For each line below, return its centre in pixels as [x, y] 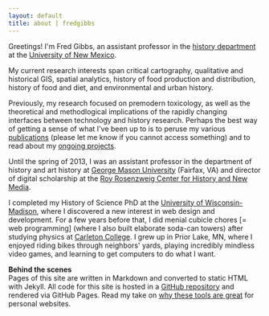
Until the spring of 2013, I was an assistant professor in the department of [130, 161]
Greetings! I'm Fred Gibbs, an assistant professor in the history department [132, 46]
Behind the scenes [40, 269]
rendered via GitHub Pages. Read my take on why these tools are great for [131, 295]
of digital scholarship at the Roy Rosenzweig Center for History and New [128, 179]
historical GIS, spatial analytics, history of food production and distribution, [132, 79]
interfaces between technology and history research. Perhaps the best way [133, 120]
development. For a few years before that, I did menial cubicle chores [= [128, 220]
